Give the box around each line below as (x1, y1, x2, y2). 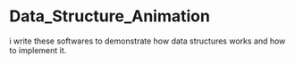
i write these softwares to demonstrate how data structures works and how (9, 35, 286, 46)
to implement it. (9, 44, 67, 55)
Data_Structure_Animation (9, 6, 210, 27)
